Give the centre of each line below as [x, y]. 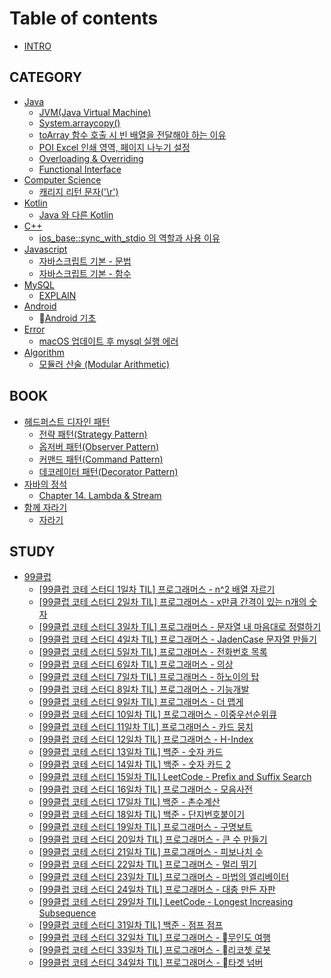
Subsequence [67, 913]
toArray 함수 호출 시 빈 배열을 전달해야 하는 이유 [132, 134]
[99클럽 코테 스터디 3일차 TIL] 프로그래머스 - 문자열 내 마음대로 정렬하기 [180, 627]
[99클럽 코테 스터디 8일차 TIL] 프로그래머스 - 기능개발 [144, 689]
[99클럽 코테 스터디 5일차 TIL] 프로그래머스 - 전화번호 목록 [153, 652]
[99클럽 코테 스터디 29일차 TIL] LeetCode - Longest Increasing [166, 902]
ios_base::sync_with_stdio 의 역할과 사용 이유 [129, 238]
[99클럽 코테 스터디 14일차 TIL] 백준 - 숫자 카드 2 [135, 764]
